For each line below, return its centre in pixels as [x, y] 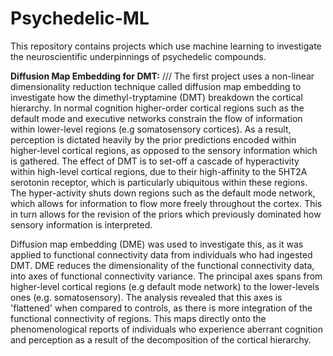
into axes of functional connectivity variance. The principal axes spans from [166, 276]
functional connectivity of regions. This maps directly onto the [138, 318]
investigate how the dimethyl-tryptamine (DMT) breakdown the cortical [156, 97]
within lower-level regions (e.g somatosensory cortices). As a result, [151, 129]
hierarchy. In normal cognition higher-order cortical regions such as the [157, 108]
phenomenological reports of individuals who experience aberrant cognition [167, 329]
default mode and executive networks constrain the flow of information [156, 118]
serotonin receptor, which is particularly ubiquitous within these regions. [159, 182]
